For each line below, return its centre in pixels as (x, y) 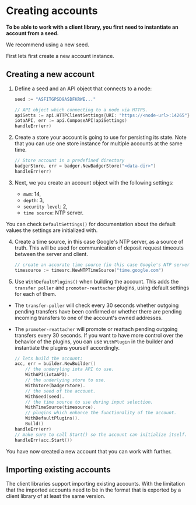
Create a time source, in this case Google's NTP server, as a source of (99, 241)
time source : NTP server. (53, 213)
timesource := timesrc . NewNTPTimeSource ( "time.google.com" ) (89, 270)
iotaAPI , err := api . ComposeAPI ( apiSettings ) (71, 121)
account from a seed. (33, 33)
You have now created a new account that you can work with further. (89, 451)
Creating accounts (52, 11)
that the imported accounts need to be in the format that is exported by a (94, 490)
